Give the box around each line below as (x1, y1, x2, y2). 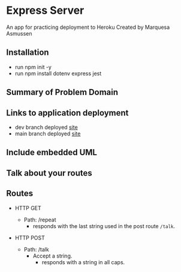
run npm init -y (14, 63, 52, 70)
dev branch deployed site (14, 123, 78, 131)
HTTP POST (14, 234, 45, 241)
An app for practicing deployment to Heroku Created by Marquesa (6, 23, 170, 31)
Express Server (6, 4, 85, 17)
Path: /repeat (23, 216, 56, 223)
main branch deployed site (14, 130, 81, 137)
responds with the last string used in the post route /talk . (32, 222, 176, 229)
